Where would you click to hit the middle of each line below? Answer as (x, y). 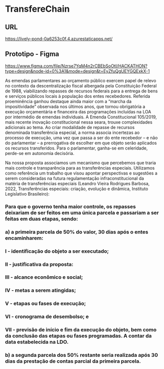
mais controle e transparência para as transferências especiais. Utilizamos (80, 168)
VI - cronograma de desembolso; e (47, 317)
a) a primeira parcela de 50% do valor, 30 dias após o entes (77, 232)
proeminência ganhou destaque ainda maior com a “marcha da (68, 101)
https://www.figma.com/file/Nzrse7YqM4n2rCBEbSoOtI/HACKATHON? (76, 66)
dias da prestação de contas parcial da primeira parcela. (73, 361)
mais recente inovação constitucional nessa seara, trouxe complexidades (79, 122)
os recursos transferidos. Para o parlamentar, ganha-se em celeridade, (76, 148)
